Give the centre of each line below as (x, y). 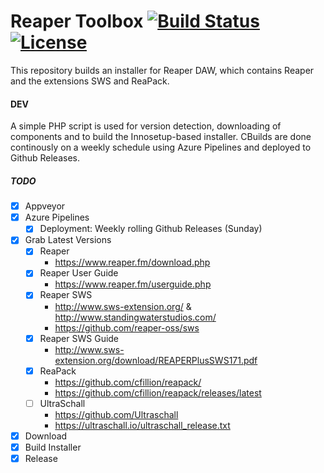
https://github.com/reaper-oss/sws (127, 327)
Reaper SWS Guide (79, 338)
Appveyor (45, 206)
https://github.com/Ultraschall (116, 414)
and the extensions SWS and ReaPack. (90, 81)
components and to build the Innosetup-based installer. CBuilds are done (161, 137)
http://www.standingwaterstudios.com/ (135, 317)
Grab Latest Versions (68, 240)
